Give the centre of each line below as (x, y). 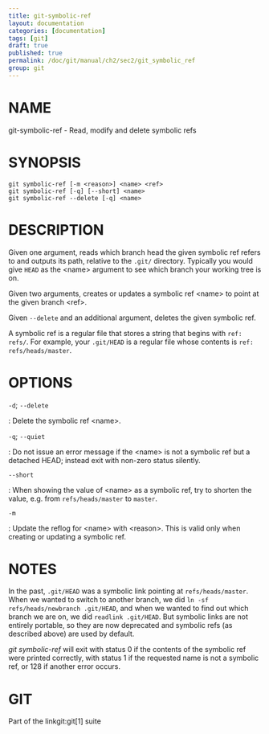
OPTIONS (41, 382)
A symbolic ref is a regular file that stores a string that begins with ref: (125, 333)
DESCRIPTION (56, 230)
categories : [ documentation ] (57, 31)
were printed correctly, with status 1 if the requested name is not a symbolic (134, 658)
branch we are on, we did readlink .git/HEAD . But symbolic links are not (128, 617)
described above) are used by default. (71, 634)
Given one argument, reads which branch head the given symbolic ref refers (134, 252)
